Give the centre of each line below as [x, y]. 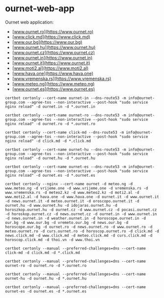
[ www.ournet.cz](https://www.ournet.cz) [53, 53]
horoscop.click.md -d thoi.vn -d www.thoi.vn [52, 240]
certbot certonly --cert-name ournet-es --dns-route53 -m [66, 167]
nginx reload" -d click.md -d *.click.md [48, 141]
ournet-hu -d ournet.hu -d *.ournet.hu [46, 278]
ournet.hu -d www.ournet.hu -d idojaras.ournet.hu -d [61, 205]
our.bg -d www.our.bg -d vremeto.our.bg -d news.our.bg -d [67, 222]
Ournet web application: [29, 22]
